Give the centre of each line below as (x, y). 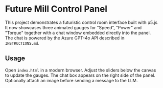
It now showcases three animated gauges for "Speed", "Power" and (73, 27)
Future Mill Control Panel (56, 9)
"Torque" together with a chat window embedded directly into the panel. (78, 33)
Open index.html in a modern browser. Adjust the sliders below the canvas (81, 70)
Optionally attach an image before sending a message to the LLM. (71, 80)
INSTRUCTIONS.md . (22, 43)
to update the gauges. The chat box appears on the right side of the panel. (80, 75)
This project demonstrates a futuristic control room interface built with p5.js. (82, 22)
